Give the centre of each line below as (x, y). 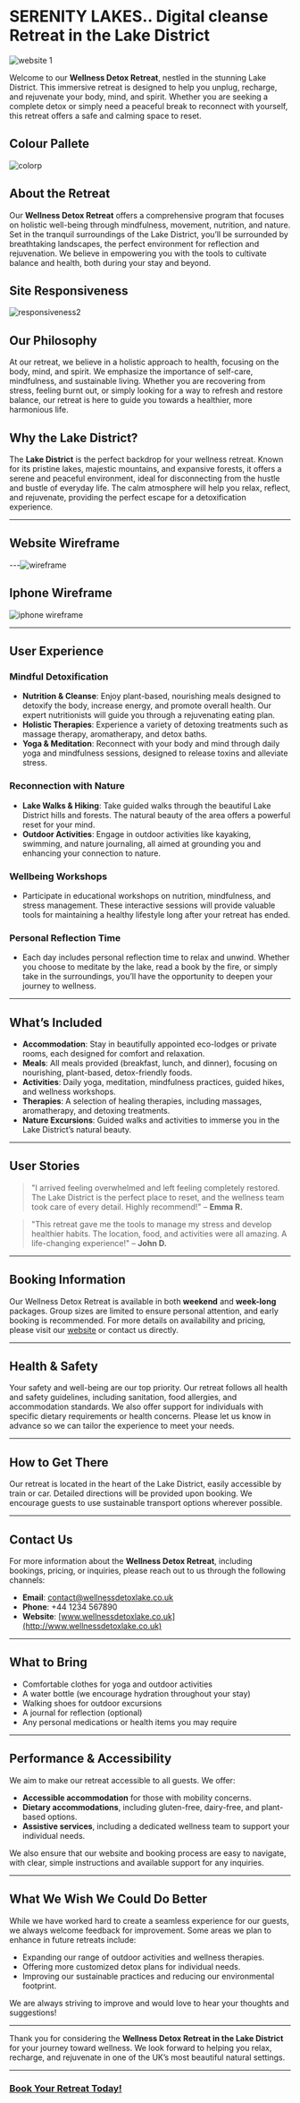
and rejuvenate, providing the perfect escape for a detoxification (128, 497)
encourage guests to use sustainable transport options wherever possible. (146, 1503)
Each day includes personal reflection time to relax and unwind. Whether (156, 957)
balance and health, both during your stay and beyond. (110, 262)
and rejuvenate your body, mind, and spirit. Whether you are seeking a (139, 97)
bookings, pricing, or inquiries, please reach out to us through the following (147, 1571)
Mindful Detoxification (59, 676)
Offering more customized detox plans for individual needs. (131, 1966)
